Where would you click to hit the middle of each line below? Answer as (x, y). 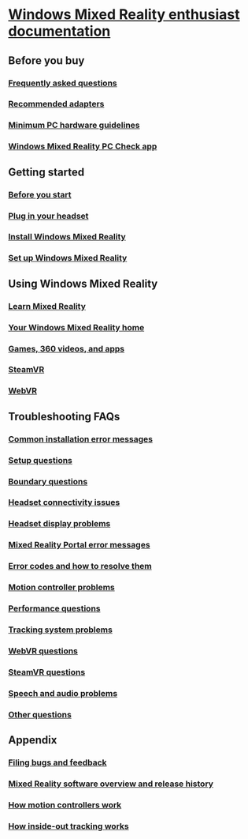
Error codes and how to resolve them (80, 566)
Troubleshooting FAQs (64, 416)
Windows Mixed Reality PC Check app (83, 146)
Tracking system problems (60, 630)
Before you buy (46, 60)
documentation (59, 31)
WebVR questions (43, 651)
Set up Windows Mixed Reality (68, 258)
